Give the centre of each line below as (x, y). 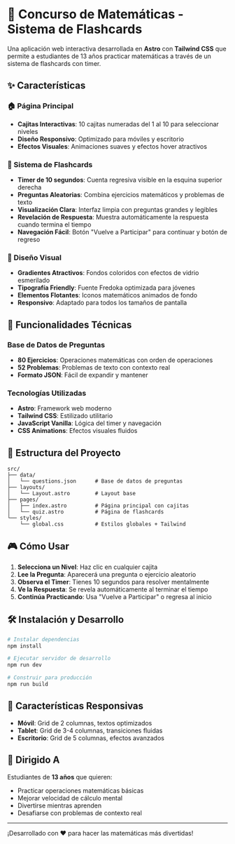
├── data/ (22, 475)
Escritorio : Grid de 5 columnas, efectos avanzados (91, 738)
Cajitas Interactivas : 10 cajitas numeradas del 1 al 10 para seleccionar (118, 124)
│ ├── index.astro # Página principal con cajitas (98, 506)
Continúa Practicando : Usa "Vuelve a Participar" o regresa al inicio (114, 596)
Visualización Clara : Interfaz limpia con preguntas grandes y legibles (117, 209)
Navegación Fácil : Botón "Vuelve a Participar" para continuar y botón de (122, 232)
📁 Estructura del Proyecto (64, 453)
